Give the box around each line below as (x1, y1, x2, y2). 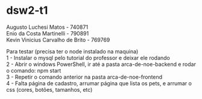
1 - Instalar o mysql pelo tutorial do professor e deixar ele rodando (6, 54, 171, 61)
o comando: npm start (6, 67, 62, 74)
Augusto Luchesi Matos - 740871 (6, 23, 89, 31)
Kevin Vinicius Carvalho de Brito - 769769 (6, 36, 110, 43)
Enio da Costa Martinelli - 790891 (6, 29, 89, 37)
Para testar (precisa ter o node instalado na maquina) (6, 47, 139, 55)
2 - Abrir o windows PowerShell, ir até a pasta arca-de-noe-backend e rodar (6, 61, 196, 68)
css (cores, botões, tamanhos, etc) (6, 86, 93, 93)
